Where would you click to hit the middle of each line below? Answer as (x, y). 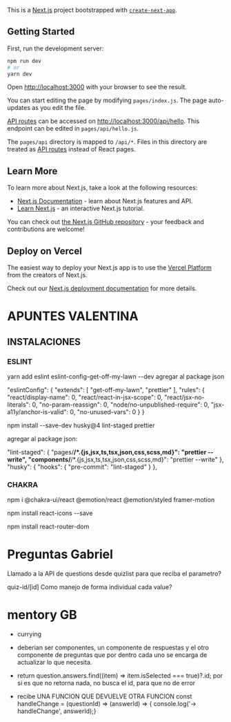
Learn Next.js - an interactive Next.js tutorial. (81, 209)
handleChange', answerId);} (57, 711)
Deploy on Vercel (45, 251)
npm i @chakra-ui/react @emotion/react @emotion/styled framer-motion (111, 500)
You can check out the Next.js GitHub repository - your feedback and (106, 222)
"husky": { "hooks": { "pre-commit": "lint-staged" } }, (82, 467)
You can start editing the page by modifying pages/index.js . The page (107, 100)
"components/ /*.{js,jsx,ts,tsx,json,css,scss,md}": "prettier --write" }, (126, 459)
